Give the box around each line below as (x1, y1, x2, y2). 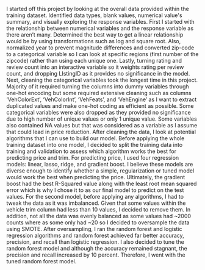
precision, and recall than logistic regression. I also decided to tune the (6, 238, 184, 246)
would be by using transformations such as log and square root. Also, (6, 38, 181, 44)
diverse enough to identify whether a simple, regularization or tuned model (6, 167, 195, 174)
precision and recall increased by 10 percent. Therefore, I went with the (6, 251, 185, 258)
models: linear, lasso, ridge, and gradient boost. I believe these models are (6, 161, 193, 168)
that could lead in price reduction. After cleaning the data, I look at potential (6, 128, 196, 135)
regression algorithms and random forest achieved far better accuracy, (6, 232, 184, 239)
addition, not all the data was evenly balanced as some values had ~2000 (6, 213, 191, 219)
